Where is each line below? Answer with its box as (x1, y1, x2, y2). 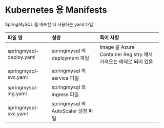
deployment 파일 (51, 55, 89, 61)
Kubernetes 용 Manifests (5, 4, 107, 16)
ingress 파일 (51, 91, 79, 98)
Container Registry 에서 (100, 51, 153, 57)
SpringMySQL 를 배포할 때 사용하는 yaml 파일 (5, 21, 94, 27)
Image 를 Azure (100, 43, 135, 50)
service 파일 (51, 74, 79, 81)
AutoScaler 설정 (51, 108, 88, 114)
